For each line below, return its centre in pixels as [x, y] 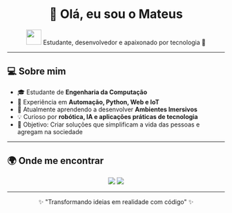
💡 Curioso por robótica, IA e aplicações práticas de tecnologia [107, 116]
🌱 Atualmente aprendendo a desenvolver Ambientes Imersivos [107, 109]
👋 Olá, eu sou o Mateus [116, 14]
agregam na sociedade [50, 131]
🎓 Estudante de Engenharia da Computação [82, 92]
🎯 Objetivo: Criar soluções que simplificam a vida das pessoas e [108, 124]
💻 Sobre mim [37, 72]
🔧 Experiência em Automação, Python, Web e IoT [88, 102]
